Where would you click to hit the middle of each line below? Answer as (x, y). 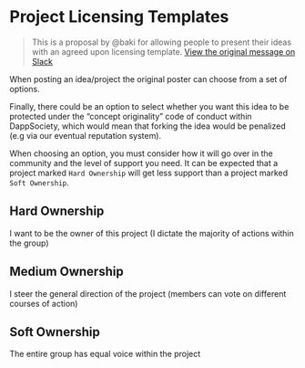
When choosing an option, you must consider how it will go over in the (141, 153)
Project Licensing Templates (119, 17)
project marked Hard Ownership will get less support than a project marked (149, 173)
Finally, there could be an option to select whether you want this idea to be (149, 106)
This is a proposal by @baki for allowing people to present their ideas (162, 42)
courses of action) (44, 303)
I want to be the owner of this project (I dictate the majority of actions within (152, 233)
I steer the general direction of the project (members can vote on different (148, 293)
